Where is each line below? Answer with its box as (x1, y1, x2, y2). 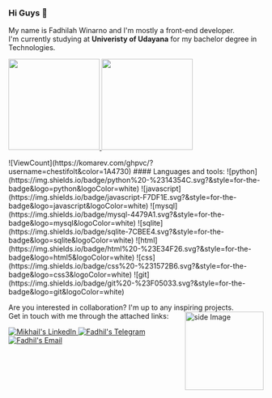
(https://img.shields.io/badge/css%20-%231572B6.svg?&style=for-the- (8, 261, 247, 271)
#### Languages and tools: (133, 167, 225, 176)
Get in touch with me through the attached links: (8, 311, 169, 321)
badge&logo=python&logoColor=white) (8, 184, 140, 193)
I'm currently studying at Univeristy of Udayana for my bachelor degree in (8, 34, 257, 44)
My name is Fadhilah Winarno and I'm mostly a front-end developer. (8, 26, 235, 36)
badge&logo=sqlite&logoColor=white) (8, 235, 134, 245)
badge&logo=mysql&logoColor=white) (8, 218, 136, 228)
